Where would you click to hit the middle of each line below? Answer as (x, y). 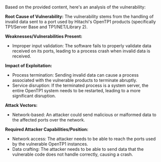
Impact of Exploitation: (29, 66)
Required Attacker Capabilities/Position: (47, 129)
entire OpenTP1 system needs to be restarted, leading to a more (76, 91)
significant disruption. (34, 96)
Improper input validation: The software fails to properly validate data (81, 46)
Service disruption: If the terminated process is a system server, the (80, 85)
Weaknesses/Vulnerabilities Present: (44, 36)
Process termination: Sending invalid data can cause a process (75, 75)
